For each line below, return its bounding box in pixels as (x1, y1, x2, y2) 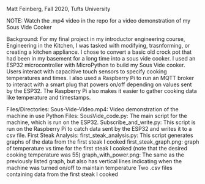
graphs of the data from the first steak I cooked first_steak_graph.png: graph (6, 138, 199, 145)
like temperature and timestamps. (6, 94, 91, 101)
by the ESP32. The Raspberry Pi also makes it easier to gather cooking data (6, 87, 197, 94)
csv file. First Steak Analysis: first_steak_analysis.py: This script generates (6, 131, 194, 139)
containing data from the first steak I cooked (6, 171, 118, 178)
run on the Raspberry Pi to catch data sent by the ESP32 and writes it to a (6, 125, 192, 132)
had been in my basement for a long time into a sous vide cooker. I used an (6, 55, 196, 62)
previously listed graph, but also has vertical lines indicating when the (6, 158, 182, 164)
